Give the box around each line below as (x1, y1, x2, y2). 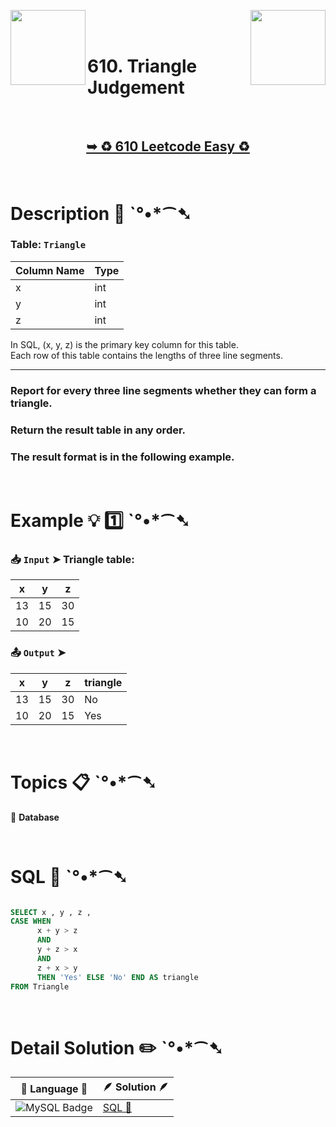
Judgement (87, 76, 185, 99)
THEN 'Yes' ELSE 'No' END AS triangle (36, 972, 199, 982)
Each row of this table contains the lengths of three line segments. (10, 349, 283, 361)
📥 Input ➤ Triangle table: (10, 553, 135, 567)
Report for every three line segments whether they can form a (10, 383, 317, 397)
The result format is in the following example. (10, 450, 235, 464)
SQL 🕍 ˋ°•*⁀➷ (10, 865, 128, 888)
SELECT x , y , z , (10, 907, 92, 917)
